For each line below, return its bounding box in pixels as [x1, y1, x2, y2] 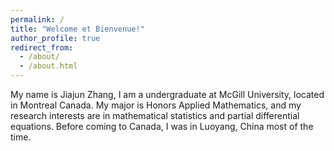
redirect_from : [10, 42, 74, 53]
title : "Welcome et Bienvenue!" [10, 24, 145, 34]
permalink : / [10, 14, 65, 25]
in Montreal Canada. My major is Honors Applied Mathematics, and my [10, 99, 302, 111]
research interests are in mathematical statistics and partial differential [10, 110, 300, 121]
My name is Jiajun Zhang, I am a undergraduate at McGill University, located [10, 89, 325, 100]
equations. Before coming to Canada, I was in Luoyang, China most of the [10, 121, 314, 132]
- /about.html [19, 61, 78, 71]
